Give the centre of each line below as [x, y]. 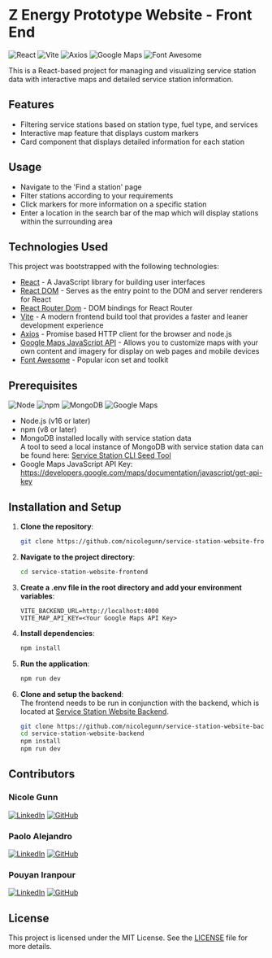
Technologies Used [58, 247]
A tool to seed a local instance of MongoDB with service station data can [142, 447]
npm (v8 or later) [48, 429]
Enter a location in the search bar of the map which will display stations [139, 212]
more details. [30, 947]
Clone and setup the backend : [72, 694]
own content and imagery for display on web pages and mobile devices [140, 351]
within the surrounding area [67, 221]
